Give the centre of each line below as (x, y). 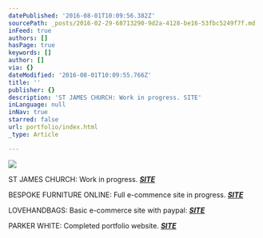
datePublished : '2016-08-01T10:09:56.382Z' (82, 16)
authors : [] (28, 38)
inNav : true (28, 113)
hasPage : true (32, 46)
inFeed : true (30, 30)
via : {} (21, 68)
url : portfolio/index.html (53, 127)
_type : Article (34, 134)
